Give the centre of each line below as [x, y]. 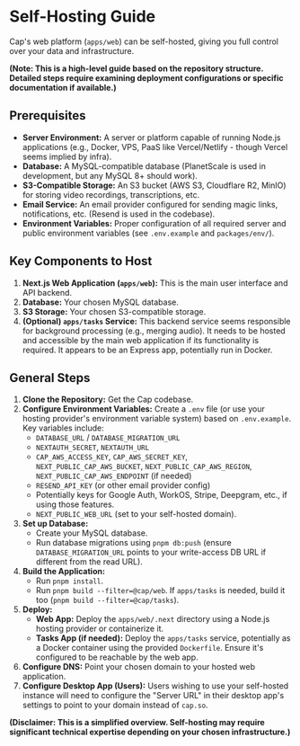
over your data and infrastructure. [72, 50]
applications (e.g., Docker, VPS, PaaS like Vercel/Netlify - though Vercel [155, 147]
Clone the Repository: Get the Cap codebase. [108, 400]
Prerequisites [48, 115]
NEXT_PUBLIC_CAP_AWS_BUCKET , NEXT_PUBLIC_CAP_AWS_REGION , [144, 466]
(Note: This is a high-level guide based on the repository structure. [137, 68]
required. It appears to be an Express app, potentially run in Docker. [147, 350]
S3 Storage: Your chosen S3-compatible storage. [114, 311]
